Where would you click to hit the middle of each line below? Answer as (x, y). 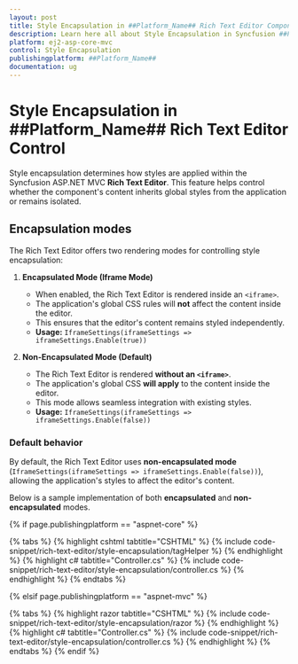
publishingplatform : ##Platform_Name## (83, 59)
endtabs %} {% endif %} (55, 651)
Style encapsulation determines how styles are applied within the (128, 173)
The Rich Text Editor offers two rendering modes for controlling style (134, 250)
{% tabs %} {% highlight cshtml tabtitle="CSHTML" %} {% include (130, 541)
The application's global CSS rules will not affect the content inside (158, 303)
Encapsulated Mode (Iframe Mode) (87, 277)
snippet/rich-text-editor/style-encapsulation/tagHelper (110, 551)
